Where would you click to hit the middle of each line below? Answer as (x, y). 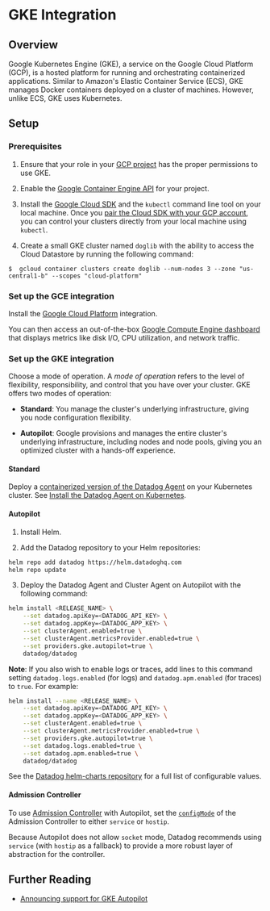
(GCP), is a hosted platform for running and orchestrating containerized (127, 73)
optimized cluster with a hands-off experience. (98, 450)
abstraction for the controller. (57, 854)
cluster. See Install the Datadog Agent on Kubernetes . (98, 495)
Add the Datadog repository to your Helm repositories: (110, 547)
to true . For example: (44, 686)
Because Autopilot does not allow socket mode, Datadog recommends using (135, 837)
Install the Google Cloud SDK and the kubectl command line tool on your (141, 204)
